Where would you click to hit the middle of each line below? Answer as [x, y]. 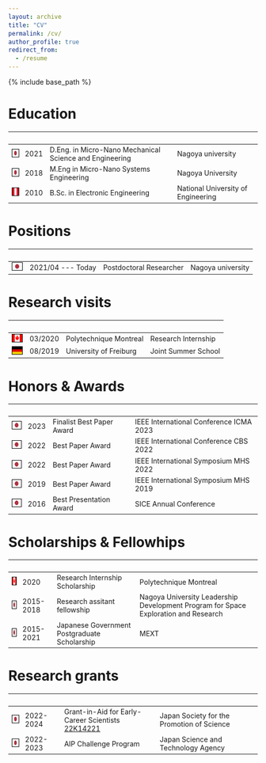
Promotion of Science [195, 724]
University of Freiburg [101, 351]
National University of [212, 188]
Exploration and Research [181, 614]
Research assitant [85, 601]
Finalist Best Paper [83, 422]
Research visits [60, 303]
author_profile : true [44, 42]
